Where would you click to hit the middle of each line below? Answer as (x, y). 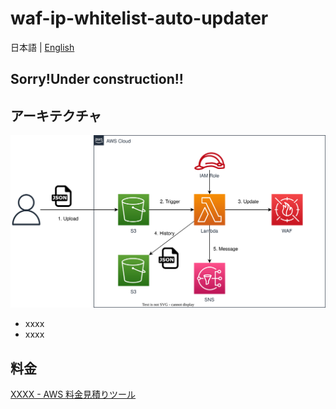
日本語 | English (42, 47)
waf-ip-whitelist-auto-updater (139, 18)
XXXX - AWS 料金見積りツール (73, 394)
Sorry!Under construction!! (97, 79)
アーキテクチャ (56, 115)
